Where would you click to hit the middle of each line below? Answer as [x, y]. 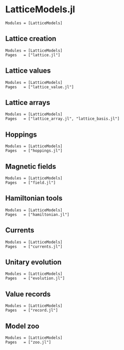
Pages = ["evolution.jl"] [35, 278]
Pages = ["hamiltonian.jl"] [38, 214]
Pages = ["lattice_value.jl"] [40, 87]
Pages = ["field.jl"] [31, 183]
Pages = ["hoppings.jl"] [34, 151]
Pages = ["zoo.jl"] [28, 342]
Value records [28, 294]
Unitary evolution [33, 262]
